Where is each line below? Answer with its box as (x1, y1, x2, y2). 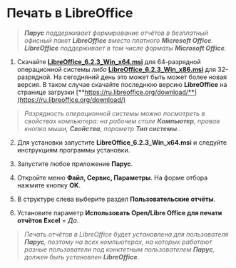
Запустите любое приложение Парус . (16, 159, 133, 168)
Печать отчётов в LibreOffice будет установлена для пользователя (24, 230, 229, 238)
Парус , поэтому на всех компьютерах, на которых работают (24, 237, 212, 246)
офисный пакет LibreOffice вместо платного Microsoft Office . (24, 36, 213, 44)
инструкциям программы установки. (16, 145, 130, 154)
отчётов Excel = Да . (16, 216, 79, 225)
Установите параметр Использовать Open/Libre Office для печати (16, 208, 222, 217)
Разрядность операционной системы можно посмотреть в (24, 109, 205, 118)
